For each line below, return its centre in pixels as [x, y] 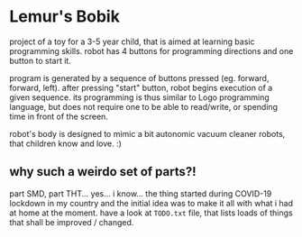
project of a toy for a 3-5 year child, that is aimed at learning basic [132, 41]
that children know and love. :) [65, 143]
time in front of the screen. [59, 116]
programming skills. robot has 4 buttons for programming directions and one [151, 50]
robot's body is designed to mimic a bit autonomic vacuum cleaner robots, [147, 133]
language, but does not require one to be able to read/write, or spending [143, 106]
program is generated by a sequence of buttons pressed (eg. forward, [139, 77]
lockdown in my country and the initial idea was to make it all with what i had [151, 203]
